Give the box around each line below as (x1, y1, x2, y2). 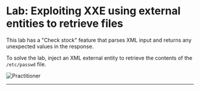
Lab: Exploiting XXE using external (6, 4, 181, 18)
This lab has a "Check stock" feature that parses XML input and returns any (6, 36, 192, 43)
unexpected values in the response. (6, 43, 94, 50)
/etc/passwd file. (6, 61, 46, 68)
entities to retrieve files (6, 17, 124, 30)
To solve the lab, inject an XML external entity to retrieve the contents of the (6, 54, 192, 61)
